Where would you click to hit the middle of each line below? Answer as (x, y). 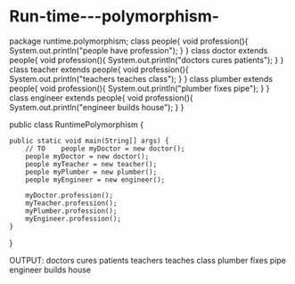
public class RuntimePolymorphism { (77, 124)
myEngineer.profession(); (74, 219)
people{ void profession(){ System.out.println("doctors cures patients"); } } (147, 60)
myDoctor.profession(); (70, 195)
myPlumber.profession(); (71, 211)
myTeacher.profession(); (71, 203)
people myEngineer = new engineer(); (95, 180)
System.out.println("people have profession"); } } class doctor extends (139, 50)
